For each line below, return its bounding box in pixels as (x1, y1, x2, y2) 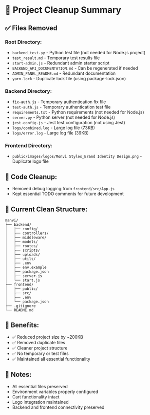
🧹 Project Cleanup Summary (5, 4, 122, 16)
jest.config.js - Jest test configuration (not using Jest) (12, 120, 126, 126)
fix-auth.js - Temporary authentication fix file (12, 99, 106, 105)
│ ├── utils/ (5, 257, 36, 262)
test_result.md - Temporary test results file (12, 55, 100, 61)
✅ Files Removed (5, 24, 57, 32)
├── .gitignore (5, 304, 36, 308)
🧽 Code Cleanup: (5, 173, 57, 181)
